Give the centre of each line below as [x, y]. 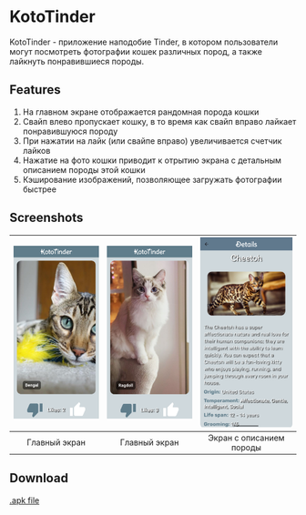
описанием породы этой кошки [84, 169]
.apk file [25, 500]
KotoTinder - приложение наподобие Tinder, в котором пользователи [144, 42]
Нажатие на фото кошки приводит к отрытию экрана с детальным [152, 160]
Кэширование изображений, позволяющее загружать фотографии [152, 179]
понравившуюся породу [70, 131]
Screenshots [46, 218]
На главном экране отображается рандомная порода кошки [141, 112]
